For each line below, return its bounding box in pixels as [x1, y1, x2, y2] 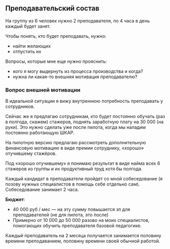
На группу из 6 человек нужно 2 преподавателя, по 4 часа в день [5, 17, 150, 24]
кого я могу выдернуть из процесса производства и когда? [12, 68, 143, 74]
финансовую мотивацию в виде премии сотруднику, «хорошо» [5, 145, 144, 151]
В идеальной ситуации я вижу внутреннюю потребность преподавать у [5, 98, 163, 104]
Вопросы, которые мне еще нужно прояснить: [5, 58, 108, 64]
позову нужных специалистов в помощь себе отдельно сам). [5, 181, 140, 187]
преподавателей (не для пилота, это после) [12, 212, 109, 218]
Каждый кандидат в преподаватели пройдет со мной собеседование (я [5, 176, 163, 182]
